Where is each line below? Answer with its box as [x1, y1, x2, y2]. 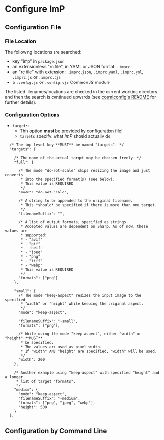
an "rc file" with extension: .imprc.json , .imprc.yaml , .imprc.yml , [12, 69, 144, 75]
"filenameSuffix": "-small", [18, 319, 78, 324]
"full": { [14, 160, 34, 165]
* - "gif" [20, 242, 41, 247]
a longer [5, 375, 23, 380]
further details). [5, 99, 37, 105]
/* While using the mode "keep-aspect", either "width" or [18, 331, 141, 337]
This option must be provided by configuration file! [19, 128, 123, 134]
